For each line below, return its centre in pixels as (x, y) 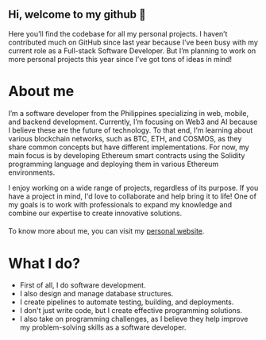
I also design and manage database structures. (96, 294)
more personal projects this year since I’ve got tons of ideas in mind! (120, 59)
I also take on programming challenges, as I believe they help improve (134, 319)
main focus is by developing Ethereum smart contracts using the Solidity (127, 155)
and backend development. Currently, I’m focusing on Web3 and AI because (133, 122)
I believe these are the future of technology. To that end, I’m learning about (131, 130)
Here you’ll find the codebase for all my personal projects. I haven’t (118, 33)
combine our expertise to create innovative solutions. (95, 213)
